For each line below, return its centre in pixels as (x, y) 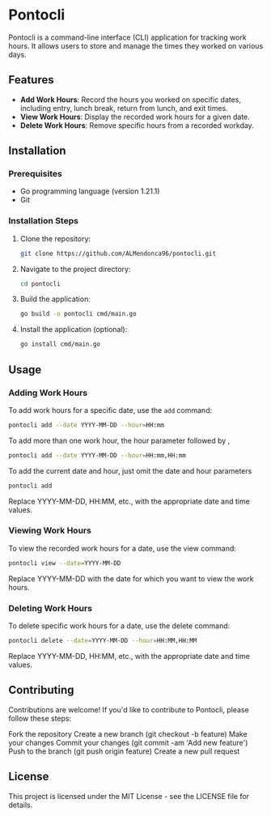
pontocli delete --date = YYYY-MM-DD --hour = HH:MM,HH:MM (103, 641)
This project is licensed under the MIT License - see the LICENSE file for (129, 796)
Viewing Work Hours (50, 530)
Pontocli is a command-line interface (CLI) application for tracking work (127, 37)
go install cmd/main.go (60, 344)
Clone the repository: (55, 238)
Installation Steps (44, 221)
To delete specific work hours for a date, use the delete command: (119, 626)
